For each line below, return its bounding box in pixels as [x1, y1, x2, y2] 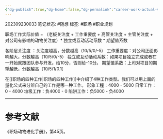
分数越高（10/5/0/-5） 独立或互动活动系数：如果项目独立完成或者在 [21, 54, 157, 60]
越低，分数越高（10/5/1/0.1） [9, 66, 66, 72]
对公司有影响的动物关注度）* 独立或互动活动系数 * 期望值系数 [5, 37, 128, 43]
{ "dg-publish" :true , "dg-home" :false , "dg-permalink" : [5, 7, 114, 12]
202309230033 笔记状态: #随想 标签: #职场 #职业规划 [5, 21, 113, 27]
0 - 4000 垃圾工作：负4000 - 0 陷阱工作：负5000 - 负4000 [5, 88, 124, 94]
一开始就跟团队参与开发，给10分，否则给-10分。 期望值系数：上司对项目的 [5, 60, 153, 65]
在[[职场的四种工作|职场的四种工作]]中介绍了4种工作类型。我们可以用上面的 [5, 76, 156, 82]
